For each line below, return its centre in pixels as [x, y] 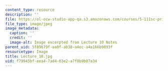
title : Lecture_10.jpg [29, 56]
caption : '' [22, 33]
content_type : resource [30, 10]
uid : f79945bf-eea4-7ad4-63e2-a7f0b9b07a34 [51, 61]
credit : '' [21, 38]
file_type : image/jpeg [29, 24]
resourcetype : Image [27, 51]
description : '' [22, 14]
